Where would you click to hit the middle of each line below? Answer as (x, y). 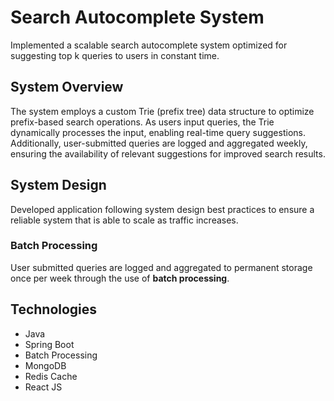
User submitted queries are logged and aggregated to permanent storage (161, 267)
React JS (43, 387)
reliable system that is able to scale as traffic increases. (124, 220)
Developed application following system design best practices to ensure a (162, 209)
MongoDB (45, 365)
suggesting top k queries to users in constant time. (115, 55)
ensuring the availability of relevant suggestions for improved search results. (168, 153)
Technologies (54, 309)
